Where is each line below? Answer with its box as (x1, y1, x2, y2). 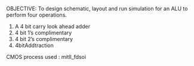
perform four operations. (6, 11, 67, 18)
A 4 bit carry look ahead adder (14, 23, 91, 30)
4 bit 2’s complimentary (14, 36, 73, 42)
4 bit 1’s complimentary (14, 29, 72, 36)
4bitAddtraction (14, 42, 54, 49)
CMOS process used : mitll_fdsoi (6, 54, 87, 60)
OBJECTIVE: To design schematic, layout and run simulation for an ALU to (6, 5, 188, 12)
